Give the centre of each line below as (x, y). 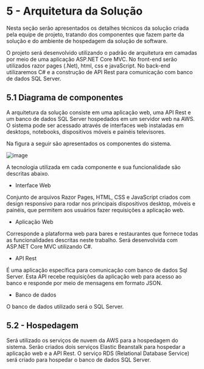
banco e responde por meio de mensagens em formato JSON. (84, 283)
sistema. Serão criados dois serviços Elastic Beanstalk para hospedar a (96, 347)
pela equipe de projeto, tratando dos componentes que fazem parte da (95, 34)
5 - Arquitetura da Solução (75, 11)
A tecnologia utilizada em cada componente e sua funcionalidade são (93, 167)
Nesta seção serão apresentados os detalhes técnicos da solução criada (98, 28)
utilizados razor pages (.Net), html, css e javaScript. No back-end (88, 66)
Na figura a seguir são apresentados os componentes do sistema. (89, 143)
